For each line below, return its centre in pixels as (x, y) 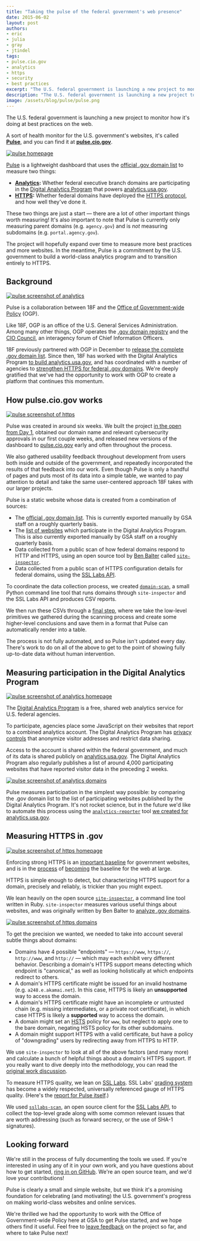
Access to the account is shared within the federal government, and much (97, 750)
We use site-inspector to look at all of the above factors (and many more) (98, 1052)
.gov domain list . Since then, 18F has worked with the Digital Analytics (92, 356)
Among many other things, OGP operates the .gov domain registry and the (97, 332)
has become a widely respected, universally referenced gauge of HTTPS (95, 1089)
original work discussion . (37, 1071)
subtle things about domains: (42, 940)
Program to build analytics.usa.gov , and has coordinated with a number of (97, 362)
